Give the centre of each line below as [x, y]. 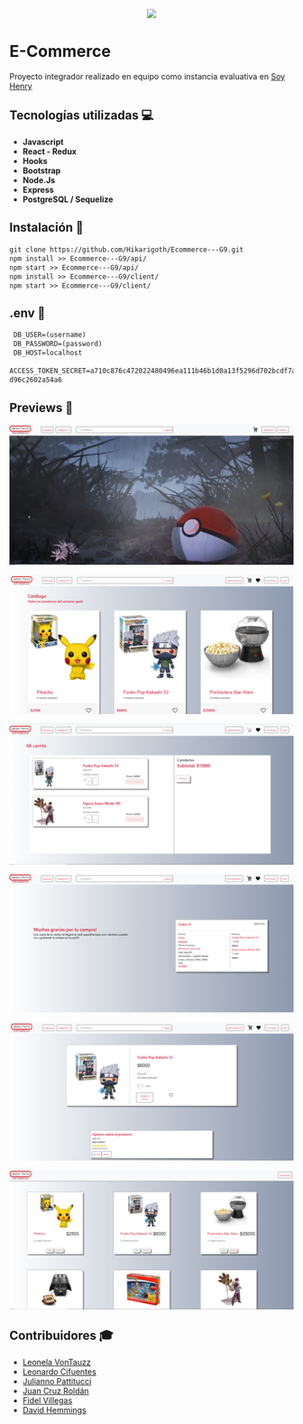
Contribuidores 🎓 [62, 1336]
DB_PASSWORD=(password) [58, 344]
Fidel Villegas [47, 1400]
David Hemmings [55, 1410]
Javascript [43, 142]
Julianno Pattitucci [57, 1381]
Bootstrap [41, 170]
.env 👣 [28, 312]
